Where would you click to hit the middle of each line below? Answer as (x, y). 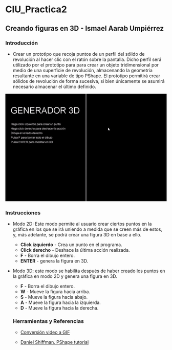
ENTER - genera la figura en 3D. (54, 261)
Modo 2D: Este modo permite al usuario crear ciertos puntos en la (82, 224)
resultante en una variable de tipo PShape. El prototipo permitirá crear (86, 76)
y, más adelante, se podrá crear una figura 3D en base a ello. (77, 235)
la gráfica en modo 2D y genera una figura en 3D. (65, 276)
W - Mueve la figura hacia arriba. (55, 292)
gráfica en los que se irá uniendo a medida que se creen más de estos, (88, 229)
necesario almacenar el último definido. (54, 86)
